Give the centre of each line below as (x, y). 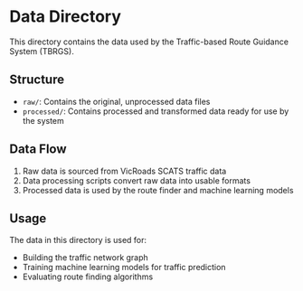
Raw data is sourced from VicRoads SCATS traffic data (124, 171)
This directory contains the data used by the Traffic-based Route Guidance (149, 42)
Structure (37, 80)
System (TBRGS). (42, 51)
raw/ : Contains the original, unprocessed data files (116, 101)
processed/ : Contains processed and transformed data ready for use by (156, 111)
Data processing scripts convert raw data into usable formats (137, 180)
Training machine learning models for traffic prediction (124, 268)
